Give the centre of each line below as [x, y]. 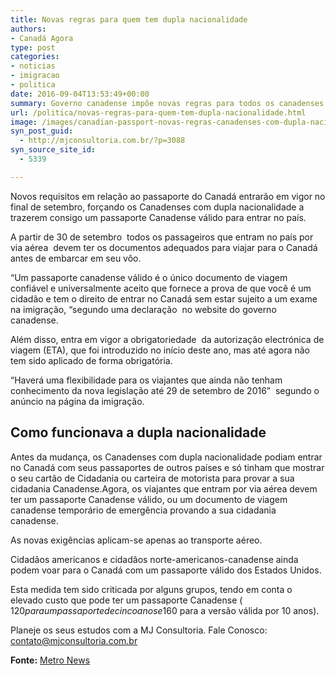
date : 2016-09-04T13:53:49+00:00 [80, 94]
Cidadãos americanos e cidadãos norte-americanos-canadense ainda [154, 559]
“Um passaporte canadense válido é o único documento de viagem [149, 277]
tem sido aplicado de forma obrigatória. [91, 360]
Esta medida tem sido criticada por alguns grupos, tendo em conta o [151, 589]
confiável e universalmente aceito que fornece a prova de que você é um [161, 288]
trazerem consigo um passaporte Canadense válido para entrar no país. [158, 217]
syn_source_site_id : [53, 150]
